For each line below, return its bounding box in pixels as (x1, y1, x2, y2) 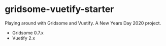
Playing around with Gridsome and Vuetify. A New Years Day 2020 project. (5, 20, 161, 26)
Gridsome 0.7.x (12, 29, 44, 35)
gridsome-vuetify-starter (5, 3, 114, 15)
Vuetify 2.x (12, 35, 36, 41)
